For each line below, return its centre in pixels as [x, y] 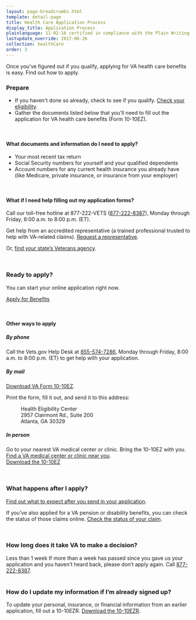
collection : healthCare [35, 44]
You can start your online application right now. [63, 287]
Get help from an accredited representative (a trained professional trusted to [98, 231]
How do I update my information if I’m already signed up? [89, 592]
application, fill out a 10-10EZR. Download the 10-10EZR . [73, 611]
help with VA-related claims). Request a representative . [73, 237]
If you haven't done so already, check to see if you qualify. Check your [99, 101]
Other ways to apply [31, 324]
